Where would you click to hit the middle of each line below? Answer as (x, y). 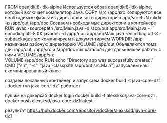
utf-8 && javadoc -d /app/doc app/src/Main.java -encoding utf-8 (92, 34)
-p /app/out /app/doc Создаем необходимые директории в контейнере (81, 23)
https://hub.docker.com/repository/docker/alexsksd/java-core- (92, 110)
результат (16, 110)
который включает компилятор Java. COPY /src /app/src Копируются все (83, 12)
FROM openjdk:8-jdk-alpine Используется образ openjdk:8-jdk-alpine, (79, 7)
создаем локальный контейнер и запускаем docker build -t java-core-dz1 (83, 80)
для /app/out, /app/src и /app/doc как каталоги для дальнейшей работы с (83, 50)
